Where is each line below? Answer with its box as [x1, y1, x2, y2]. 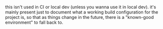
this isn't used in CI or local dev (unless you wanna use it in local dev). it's [5, 4, 157, 10]
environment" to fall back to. [5, 19, 64, 25]
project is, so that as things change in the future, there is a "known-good [5, 14, 154, 20]
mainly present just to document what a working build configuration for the [5, 9, 159, 15]
